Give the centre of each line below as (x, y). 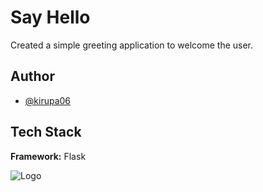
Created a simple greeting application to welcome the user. (132, 45)
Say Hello (50, 17)
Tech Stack (46, 132)
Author (32, 76)
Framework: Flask (48, 156)
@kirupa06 (48, 100)
